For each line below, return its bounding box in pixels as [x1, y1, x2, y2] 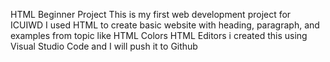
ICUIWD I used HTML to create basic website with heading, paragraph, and [10, 19, 320, 31]
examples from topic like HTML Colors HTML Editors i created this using [10, 30, 308, 41]
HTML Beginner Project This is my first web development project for [10, 9, 292, 20]
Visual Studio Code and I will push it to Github [10, 40, 198, 52]
